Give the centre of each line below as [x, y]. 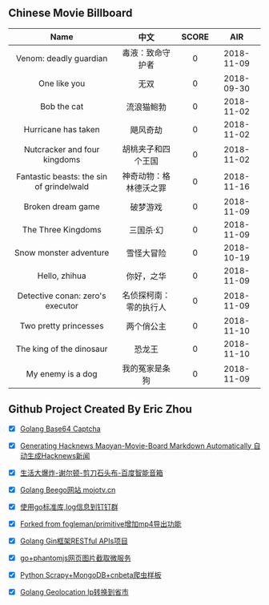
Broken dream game [62, 206]
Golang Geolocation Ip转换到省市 [74, 592]
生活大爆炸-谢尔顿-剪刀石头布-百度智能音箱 [92, 473]
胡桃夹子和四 [146, 149]
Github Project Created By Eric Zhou [100, 409]
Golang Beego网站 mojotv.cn [68, 490]
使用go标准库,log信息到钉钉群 [69, 506]
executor [62, 305]
